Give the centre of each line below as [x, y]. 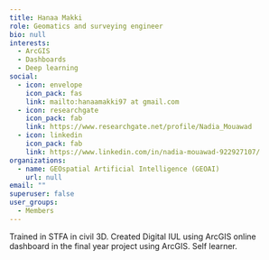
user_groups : [34, 203]
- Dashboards [42, 60]
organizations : [38, 160]
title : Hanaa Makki [46, 18]
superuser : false [42, 194]
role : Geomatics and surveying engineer [87, 26]
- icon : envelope [50, 85]
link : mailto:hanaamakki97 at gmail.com [102, 102]
